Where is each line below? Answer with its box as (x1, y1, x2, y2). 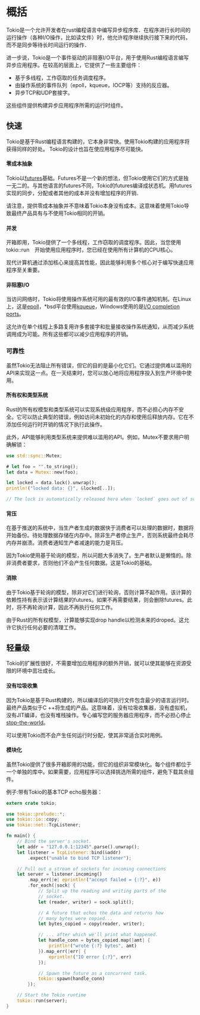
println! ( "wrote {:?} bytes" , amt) (48, 943, 137, 949)
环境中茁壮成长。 (16, 667, 58, 675)
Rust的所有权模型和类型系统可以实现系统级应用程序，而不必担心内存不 (6, 405, 179, 413)
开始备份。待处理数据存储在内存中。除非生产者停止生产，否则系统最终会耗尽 (6, 532, 194, 539)
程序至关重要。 (6, 266, 43, 273)
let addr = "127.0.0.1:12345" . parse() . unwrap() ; (17, 844, 140, 850)
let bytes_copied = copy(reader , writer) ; (37, 921, 145, 927)
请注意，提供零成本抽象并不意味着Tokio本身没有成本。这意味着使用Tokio (6, 202, 185, 209)
